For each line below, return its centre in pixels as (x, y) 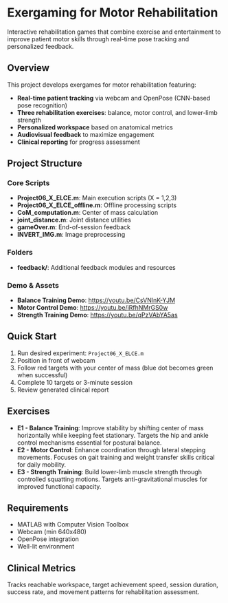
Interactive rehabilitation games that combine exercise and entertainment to (114, 32)
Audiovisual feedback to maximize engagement (85, 134)
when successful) (42, 375)
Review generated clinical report (63, 390)
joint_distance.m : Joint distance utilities (74, 220)
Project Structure (45, 163)
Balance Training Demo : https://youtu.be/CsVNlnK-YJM (96, 300)
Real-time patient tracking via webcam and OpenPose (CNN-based (114, 98)
